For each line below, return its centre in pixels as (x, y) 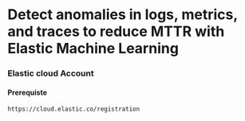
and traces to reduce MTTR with (116, 31)
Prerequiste (27, 92)
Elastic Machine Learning (93, 49)
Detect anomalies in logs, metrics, (122, 15)
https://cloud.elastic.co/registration (74, 109)
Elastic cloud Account (51, 73)
